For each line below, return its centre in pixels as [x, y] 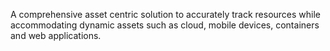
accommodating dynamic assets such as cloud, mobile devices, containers [165, 25]
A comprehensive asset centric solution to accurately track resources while [166, 14]
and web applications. [56, 35]
